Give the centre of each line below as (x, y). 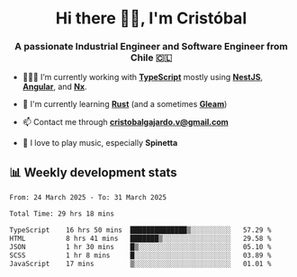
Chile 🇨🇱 (151, 58)
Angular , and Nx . (54, 87)
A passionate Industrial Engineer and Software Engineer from (151, 47)
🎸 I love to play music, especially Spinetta (100, 143)
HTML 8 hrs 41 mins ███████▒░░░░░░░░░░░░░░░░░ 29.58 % (140, 238)
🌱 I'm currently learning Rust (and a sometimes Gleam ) (125, 104)
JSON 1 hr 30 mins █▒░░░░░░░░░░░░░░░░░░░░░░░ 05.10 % (140, 246)
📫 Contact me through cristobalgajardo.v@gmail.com (126, 122)
